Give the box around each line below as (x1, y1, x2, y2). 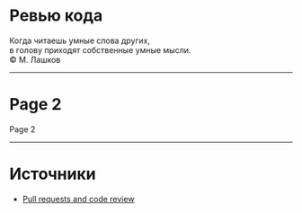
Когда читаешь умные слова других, (9, 35, 151, 46)
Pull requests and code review (22, 193, 135, 204)
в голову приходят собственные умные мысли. (9, 44, 191, 55)
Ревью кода (9, 5, 103, 26)
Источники (9, 164, 96, 184)
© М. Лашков (9, 54, 61, 65)
